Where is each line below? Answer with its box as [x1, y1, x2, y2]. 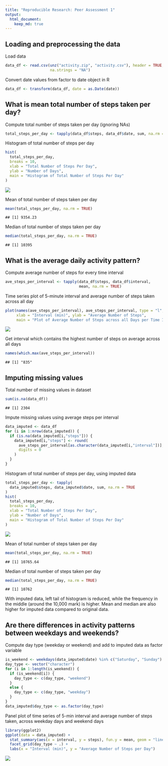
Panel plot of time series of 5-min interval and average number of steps [5, 713, 152, 719]
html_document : [9, 17, 41, 22]
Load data [5, 53, 26, 59]
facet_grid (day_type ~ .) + [9, 742, 68, 747]
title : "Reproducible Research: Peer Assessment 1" [5, 7, 115, 13]
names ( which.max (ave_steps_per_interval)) [5, 351, 95, 356]
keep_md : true [14, 21, 43, 27]
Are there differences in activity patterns [5, 621, 135, 630]
